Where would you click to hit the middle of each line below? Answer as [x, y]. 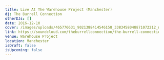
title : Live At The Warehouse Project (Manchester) [59, 9]
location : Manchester [27, 41]
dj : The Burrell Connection [34, 14]
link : [10, 32]
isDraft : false [20, 45]
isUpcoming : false [24, 50]
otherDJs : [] [18, 18]
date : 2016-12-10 [23, 23]
